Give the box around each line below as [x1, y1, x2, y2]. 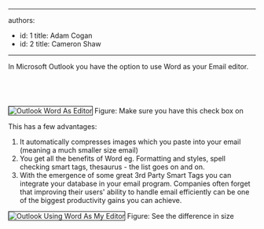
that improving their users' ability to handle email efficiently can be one [19, 187, 250, 197]
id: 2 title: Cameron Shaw [19, 39, 102, 48]
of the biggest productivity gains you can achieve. [19, 195, 182, 205]
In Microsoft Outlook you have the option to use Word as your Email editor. [8, 62, 249, 71]
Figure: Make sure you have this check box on [93, 105, 244, 115]
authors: [8, 16, 35, 24]
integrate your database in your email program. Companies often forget [19, 179, 251, 188]
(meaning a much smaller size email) [19, 145, 139, 154]
